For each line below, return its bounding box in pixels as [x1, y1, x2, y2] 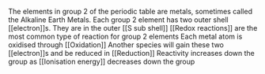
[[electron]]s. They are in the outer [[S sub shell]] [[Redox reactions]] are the [8, 24, 258, 32]
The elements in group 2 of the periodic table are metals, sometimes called [8, 7, 253, 16]
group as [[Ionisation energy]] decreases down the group [8, 57, 195, 66]
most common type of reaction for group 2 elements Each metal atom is [8, 31, 243, 41]
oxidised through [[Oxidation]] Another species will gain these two [8, 40, 224, 50]
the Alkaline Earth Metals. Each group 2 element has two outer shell [8, 15, 229, 24]
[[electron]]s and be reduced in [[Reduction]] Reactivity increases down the [8, 49, 256, 57]
